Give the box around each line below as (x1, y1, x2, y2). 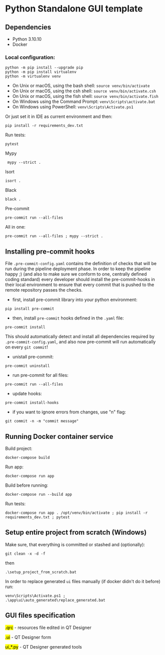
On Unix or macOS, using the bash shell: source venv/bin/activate (12, 83, 150, 89)
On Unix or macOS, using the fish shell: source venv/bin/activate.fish (12, 93, 159, 99)
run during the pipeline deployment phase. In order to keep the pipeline (5, 266, 151, 272)
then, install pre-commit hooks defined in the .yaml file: (12, 315, 124, 321)
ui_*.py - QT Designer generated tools (5, 644, 82, 650)
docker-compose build (5, 455, 50, 460)
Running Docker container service (5, 432, 113, 441)
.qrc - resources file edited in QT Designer (5, 625, 92, 631)
